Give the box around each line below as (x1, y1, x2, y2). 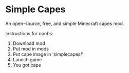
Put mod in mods (12, 45, 49, 52)
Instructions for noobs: (5, 30, 53, 36)
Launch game (12, 56, 42, 62)
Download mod (12, 40, 45, 46)
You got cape (12, 62, 42, 68)
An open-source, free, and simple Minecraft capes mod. (5, 20, 124, 27)
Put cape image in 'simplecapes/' (12, 51, 84, 57)
